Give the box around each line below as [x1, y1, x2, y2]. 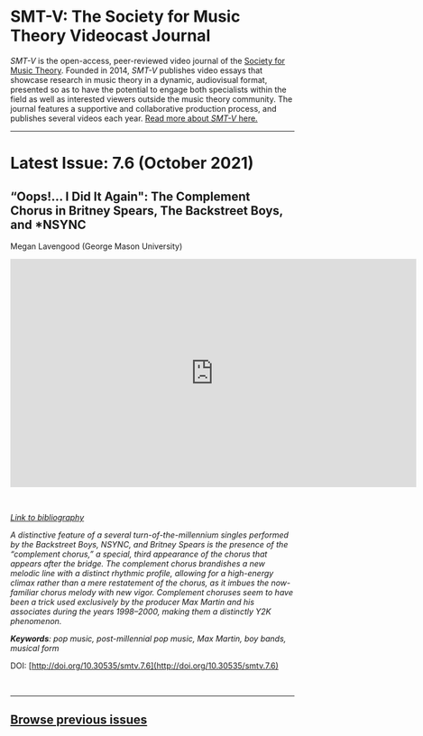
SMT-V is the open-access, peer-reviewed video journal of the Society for [10, 55, 286, 66]
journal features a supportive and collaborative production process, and [10, 103, 277, 114]
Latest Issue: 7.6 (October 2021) [10, 153, 254, 173]
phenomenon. [10, 615, 62, 626]
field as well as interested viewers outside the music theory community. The [10, 93, 293, 105]
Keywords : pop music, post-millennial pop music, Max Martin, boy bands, [10, 633, 287, 644]
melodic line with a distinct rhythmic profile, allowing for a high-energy [10, 567, 274, 578]
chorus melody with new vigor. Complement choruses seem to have [40, 586, 294, 597]
